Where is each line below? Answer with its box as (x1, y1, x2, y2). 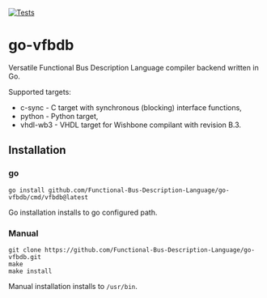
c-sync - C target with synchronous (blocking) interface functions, (19, 102, 243, 113)
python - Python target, (19, 111, 99, 121)
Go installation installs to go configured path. (8, 207, 158, 217)
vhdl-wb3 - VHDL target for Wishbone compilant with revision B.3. (19, 120, 241, 130)
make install (8, 267, 53, 275)
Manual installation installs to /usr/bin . (8, 281, 138, 291)
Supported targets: (8, 87, 71, 96)
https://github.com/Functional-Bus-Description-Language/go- (44, 245, 255, 254)
